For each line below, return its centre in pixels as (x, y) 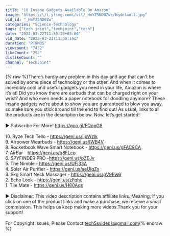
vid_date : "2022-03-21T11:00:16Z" (42, 39)
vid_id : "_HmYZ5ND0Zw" (29, 19)
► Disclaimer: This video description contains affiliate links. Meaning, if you (85, 196)
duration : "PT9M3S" (26, 43)
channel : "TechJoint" (28, 62)
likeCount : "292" (24, 53)
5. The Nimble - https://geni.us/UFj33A (46, 163)
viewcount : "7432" (25, 48)
